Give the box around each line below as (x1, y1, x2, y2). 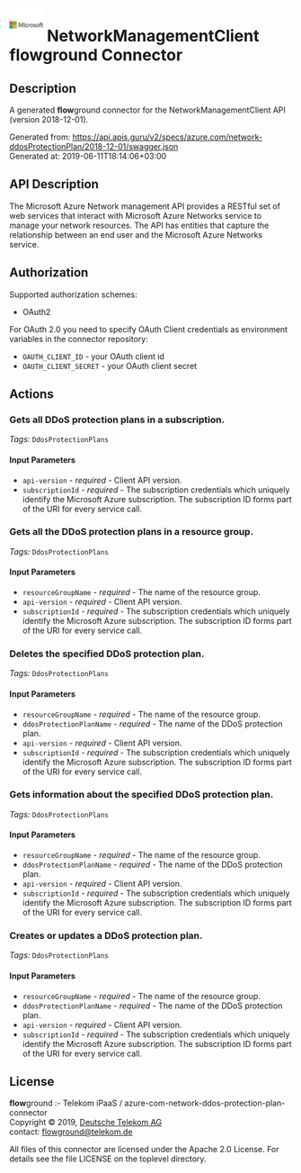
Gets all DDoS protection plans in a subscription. (9, 413, 226, 426)
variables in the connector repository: (9, 333, 148, 344)
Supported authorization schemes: (9, 289, 137, 300)
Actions (9, 386, 54, 402)
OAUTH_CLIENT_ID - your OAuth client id (22, 350, 164, 362)
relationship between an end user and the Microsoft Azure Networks (9, 229, 263, 240)
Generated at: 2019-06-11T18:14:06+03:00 (9, 151, 167, 161)
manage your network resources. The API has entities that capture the (9, 220, 270, 230)
